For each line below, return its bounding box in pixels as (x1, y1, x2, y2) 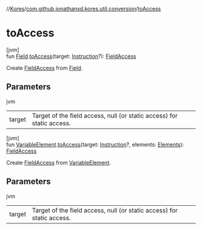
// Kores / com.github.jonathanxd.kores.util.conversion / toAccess (6, 5, 161, 12)
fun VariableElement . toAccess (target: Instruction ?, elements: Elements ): (6, 141, 185, 148)
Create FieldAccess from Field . (6, 64, 83, 71)
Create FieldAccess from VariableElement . (6, 159, 111, 166)
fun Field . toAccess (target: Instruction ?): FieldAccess (6, 53, 136, 60)
